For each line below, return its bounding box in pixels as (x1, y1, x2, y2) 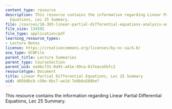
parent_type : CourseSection (5, 60, 66, 65)
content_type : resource (5, 7, 56, 13)
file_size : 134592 (5, 26, 45, 32)
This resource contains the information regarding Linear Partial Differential (5, 92, 162, 98)
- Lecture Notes (5, 41, 40, 46)
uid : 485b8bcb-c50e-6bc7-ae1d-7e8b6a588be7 (5, 78, 100, 84)
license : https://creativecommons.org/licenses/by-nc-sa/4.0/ (5, 45, 141, 50)
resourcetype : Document (5, 69, 56, 74)
